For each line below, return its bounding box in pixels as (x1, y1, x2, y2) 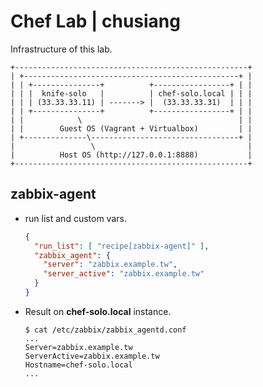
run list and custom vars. (24, 212, 127, 224)
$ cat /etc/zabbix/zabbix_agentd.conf (24, 325, 187, 335)
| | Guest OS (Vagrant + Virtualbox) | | (10, 123, 253, 134)
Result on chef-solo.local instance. (24, 305, 172, 317)
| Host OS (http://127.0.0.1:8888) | (10, 150, 253, 160)
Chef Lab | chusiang (10, 10, 181, 33)
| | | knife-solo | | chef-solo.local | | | (10, 88, 253, 99)
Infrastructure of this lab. (10, 43, 113, 55)
